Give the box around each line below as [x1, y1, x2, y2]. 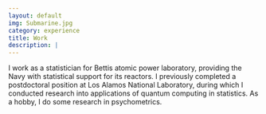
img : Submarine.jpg [8, 19, 73, 27]
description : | [8, 41, 59, 49]
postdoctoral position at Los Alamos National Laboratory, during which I [8, 81, 244, 90]
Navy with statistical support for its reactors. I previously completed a [8, 72, 237, 81]
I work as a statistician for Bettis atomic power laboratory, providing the [8, 63, 242, 73]
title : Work [8, 33, 48, 42]
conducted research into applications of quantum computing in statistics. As [8, 88, 259, 98]
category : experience [8, 26, 80, 34]
